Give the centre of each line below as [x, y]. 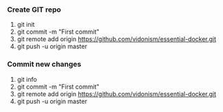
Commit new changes [44, 65]
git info [27, 79]
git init [26, 25]
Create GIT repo [34, 10]
